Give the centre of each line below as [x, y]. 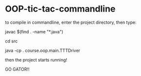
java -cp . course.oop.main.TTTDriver [43, 50]
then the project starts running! [36, 60]
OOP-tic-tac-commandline [60, 9]
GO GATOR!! [18, 69]
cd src [11, 41]
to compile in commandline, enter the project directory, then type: [71, 22]
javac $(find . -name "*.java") [34, 31]
